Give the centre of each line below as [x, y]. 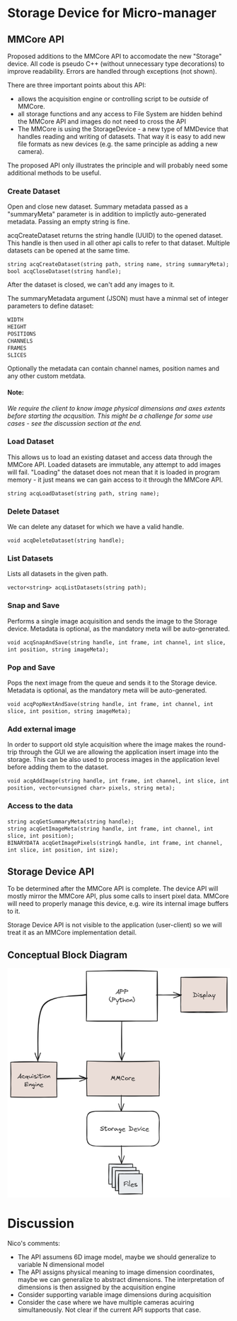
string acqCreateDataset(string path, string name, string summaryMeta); [118, 265]
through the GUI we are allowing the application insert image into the [119, 752]
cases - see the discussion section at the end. [75, 423]
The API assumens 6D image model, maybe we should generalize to [117, 1256]
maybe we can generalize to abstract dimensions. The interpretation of [121, 1279]
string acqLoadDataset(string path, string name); [83, 493]
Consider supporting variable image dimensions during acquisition [114, 1294]
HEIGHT [17, 327]
